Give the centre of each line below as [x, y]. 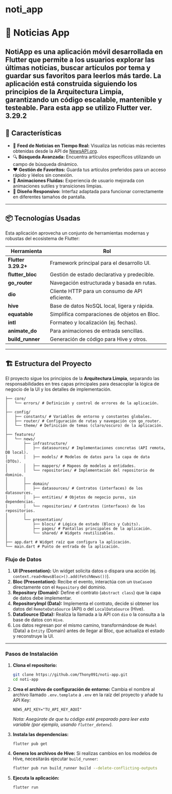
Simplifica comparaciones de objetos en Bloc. [105, 315]
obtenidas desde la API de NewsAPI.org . [55, 151]
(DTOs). [14, 462]
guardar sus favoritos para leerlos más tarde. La [83, 76]
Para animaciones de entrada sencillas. [97, 331]
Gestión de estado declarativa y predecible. [102, 275]
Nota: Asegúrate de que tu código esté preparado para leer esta [81, 719]
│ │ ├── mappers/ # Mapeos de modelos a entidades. [71, 466]
